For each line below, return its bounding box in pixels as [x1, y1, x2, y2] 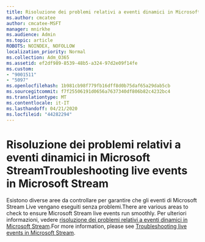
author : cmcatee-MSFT [6, 20, 62, 26]
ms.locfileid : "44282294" [6, 111, 72, 117]
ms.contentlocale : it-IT [6, 100, 70, 106]
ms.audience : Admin [6, 32, 56, 38]
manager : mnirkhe [6, 26, 51, 32]
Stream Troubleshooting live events [6, 163, 188, 177]
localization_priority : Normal [6, 49, 86, 55]
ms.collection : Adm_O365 [6, 54, 70, 61]
